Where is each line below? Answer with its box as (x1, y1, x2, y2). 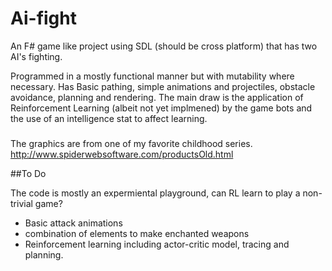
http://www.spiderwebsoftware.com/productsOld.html (10, 148, 234, 160)
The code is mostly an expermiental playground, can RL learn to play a (10, 187, 301, 199)
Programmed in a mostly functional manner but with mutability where (10, 70, 295, 82)
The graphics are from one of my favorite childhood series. (10, 137, 253, 149)
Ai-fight (10, 7, 77, 30)
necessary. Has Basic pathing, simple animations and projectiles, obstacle (10, 80, 316, 92)
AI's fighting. (10, 50, 63, 62)
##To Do (10, 167, 47, 179)
